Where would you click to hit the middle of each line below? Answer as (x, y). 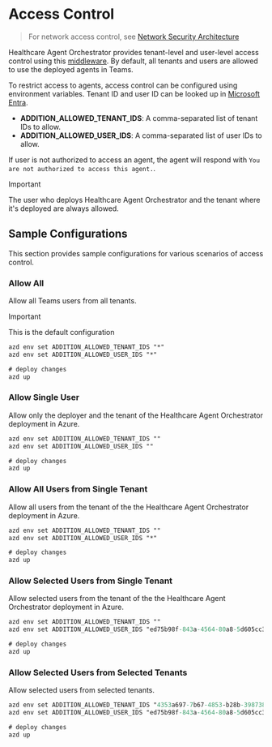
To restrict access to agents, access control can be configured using (123, 85)
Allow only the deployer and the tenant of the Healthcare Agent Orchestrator (136, 415)
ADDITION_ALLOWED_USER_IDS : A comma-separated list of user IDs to (141, 135)
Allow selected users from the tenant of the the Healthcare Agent (117, 599)
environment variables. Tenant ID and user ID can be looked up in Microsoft (134, 93)
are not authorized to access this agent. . (82, 168)
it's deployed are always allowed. (64, 208)
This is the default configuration (62, 333)
